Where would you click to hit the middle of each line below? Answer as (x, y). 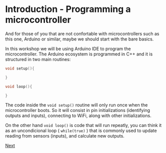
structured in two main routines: (38, 59)
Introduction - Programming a (68, 9)
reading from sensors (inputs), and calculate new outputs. (65, 136)
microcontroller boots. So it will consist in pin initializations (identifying (77, 110)
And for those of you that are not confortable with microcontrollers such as (82, 33)
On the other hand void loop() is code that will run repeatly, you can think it (83, 125)
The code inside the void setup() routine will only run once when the (76, 105)
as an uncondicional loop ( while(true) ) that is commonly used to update (81, 130)
